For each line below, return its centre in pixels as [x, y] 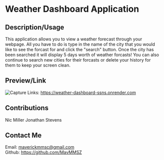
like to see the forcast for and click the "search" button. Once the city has [80, 49]
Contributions [27, 108]
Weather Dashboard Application [72, 9]
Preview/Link [26, 80]
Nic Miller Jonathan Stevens [34, 120]
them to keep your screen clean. [38, 65]
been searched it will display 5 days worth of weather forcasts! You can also [82, 55]
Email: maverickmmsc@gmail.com [40, 147]
